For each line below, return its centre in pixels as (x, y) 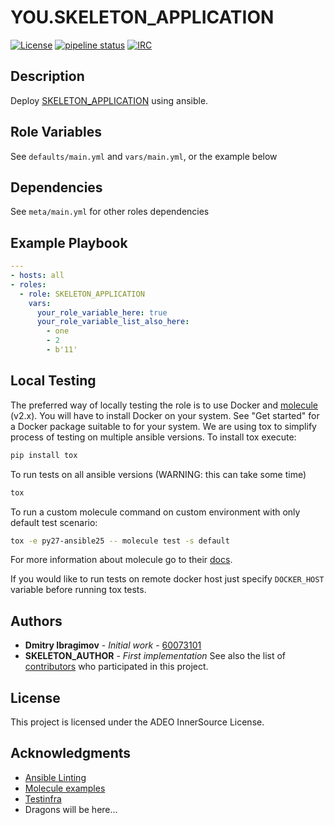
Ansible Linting (55, 777)
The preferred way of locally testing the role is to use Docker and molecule (164, 405)
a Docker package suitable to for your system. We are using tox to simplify (163, 426)
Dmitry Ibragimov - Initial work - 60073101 (113, 645)
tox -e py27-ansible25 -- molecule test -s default (120, 541)
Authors (36, 621)
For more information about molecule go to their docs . (121, 560)
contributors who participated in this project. (116, 667)
